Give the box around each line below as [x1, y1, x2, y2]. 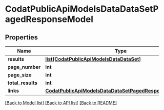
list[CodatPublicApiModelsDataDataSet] [45, 56, 141, 62]
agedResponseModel [5, 14, 94, 25]
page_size [7, 72, 32, 78]
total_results [7, 79, 38, 86]
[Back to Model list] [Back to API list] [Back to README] [5, 100, 117, 106]
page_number [7, 64, 41, 70]
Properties [5, 33, 38, 41]
